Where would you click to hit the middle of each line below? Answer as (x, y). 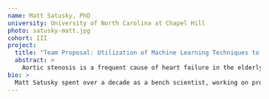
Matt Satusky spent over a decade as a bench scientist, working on (132, 82)
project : (22, 46)
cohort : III (27, 38)
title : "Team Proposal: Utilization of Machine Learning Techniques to (137, 53)
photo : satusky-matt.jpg (49, 30)
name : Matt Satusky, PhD (49, 16)
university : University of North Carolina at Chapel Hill (106, 23)
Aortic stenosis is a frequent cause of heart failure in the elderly (143, 68)
